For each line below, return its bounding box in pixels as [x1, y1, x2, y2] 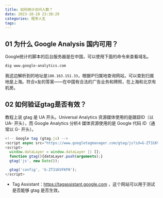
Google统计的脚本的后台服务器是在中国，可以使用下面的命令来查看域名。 [5, 54, 151, 60]
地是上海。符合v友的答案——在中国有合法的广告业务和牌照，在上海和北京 [5, 79, 152, 84]
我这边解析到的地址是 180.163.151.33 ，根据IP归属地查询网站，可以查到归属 [5, 72, 154, 78]
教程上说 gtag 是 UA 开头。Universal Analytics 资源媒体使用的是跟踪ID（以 [5, 114, 154, 120]
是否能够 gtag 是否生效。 [12, 187, 62, 193]
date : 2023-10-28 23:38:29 [5, 12, 60, 16]
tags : [5, 20, 16, 26]
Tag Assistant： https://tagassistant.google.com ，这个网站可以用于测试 [12, 181, 155, 187]
